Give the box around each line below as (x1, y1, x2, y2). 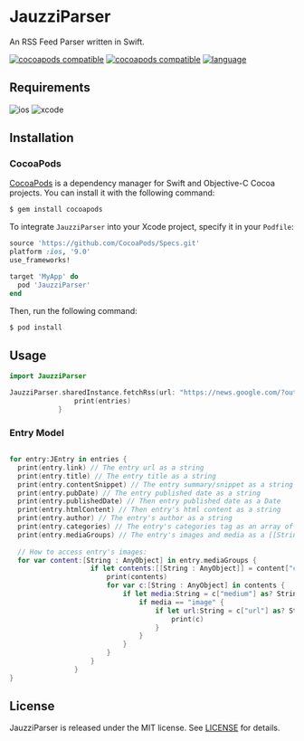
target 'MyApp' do (9, 271, 79, 281)
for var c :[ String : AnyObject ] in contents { (106, 581, 285, 590)
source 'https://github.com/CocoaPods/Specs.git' (9, 239, 201, 248)
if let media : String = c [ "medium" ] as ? (122, 590, 273, 599)
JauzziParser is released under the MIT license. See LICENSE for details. (9, 722, 280, 734)
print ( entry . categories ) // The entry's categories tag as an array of (17, 522, 294, 531)
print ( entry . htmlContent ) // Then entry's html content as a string (17, 505, 281, 515)
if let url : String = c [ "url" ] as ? (155, 606, 285, 615)
